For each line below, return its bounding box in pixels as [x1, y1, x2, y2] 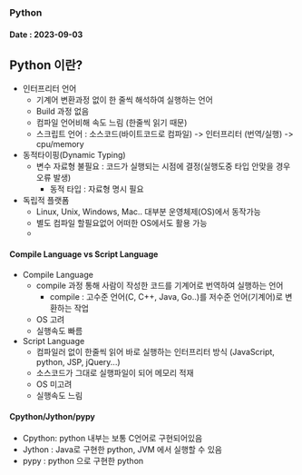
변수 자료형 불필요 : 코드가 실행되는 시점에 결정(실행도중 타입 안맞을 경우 [35, 161, 291, 172]
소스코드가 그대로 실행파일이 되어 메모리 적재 [35, 367, 194, 378]
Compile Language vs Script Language [9, 248, 159, 260]
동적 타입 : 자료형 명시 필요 [49, 183, 144, 194]
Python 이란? [9, 57, 83, 73]
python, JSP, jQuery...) [35, 356, 121, 367]
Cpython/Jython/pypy [9, 411, 95, 422]
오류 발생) [35, 173, 72, 183]
